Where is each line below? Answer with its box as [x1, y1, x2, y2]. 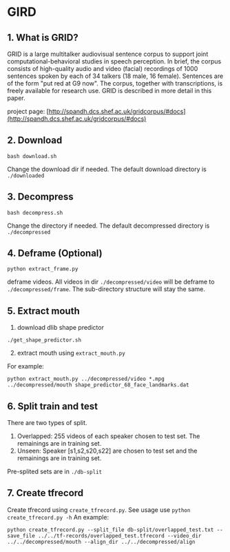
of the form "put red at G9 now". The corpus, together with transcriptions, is [7, 79, 223, 87]
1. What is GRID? [7, 32, 79, 43]
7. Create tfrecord [7, 487, 84, 499]
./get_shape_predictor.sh [7, 337, 81, 344]
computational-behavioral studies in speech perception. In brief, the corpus [7, 57, 222, 66]
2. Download [7, 135, 63, 146]
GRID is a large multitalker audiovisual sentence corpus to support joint [7, 50, 209, 58]
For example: [7, 362, 45, 371]
